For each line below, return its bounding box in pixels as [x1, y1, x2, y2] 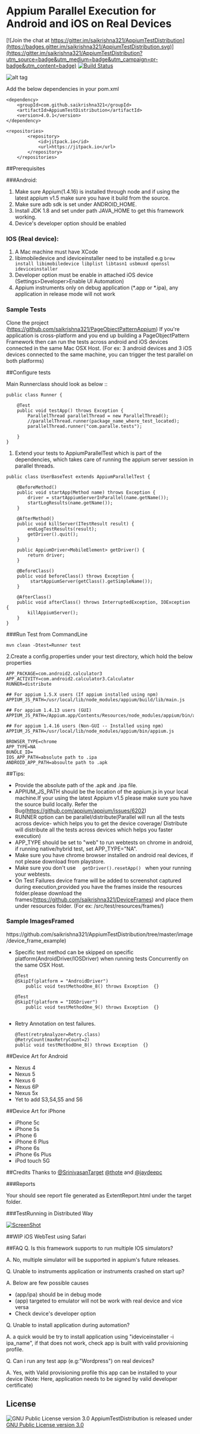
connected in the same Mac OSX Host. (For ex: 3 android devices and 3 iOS [6, 344, 192, 351]
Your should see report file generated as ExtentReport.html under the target [6, 1191, 192, 1199]
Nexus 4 [14, 1064, 36, 1071]
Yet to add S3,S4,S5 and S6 [14, 1096, 83, 1103]
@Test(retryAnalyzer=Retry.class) [14, 1031, 101, 1038]
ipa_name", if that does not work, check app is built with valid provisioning [6, 1339, 188, 1346]
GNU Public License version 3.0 [6, 1421, 85, 1428]
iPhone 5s [14, 1125, 40, 1132]
